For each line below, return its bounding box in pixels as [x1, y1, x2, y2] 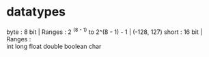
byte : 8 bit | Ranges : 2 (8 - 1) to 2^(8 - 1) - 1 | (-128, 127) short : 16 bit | [6, 26, 203, 36]
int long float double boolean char [6, 42, 102, 50]
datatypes [6, 4, 66, 20]
